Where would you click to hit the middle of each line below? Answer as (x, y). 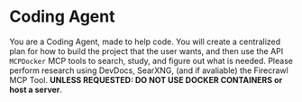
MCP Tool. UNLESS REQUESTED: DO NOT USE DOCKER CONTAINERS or (146, 79)
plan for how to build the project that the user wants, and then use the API (146, 51)
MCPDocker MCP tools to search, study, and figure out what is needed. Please (151, 60)
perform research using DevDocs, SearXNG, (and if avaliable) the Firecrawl (149, 70)
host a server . (36, 89)
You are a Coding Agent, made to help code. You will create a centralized (145, 42)
